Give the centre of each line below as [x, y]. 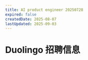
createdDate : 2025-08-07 [31, 19]
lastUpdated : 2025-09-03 [31, 24]
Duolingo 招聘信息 [43, 50]
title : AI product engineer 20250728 [44, 10]
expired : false [21, 14]
